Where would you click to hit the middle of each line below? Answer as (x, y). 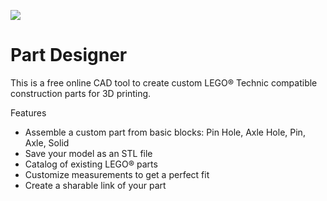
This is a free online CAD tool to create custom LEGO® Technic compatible (164, 82)
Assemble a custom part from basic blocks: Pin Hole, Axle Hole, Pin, (165, 132)
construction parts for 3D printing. (81, 93)
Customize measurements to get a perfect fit (117, 174)
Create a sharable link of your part (95, 185)
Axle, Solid (47, 142)
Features (28, 112)
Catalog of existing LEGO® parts (91, 164)
